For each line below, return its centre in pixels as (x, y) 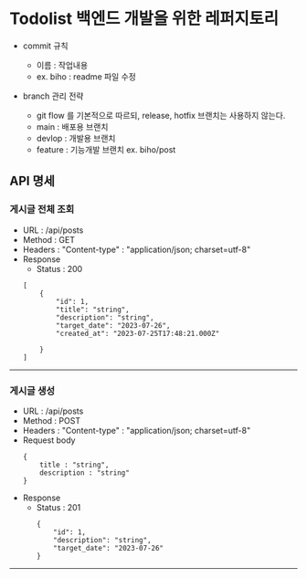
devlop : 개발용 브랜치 (76, 138)
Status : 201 (58, 507)
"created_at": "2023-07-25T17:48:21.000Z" (138, 333)
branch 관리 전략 (53, 96)
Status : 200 (59, 268)
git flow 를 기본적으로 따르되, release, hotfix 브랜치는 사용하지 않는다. (161, 115)
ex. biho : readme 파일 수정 (86, 76)
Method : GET (49, 239)
